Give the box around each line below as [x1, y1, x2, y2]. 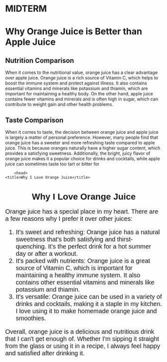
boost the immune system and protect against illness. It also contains [5, 80, 147, 86]
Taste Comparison [5, 116, 64, 124]
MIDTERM [5, 3, 47, 14]
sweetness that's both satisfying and [15, 236, 116, 243]
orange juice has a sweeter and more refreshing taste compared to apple [5, 140, 156, 145]
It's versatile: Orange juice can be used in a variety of [15, 293, 162, 301]
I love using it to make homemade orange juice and [15, 308, 157, 315]
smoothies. [15, 315, 46, 322]
